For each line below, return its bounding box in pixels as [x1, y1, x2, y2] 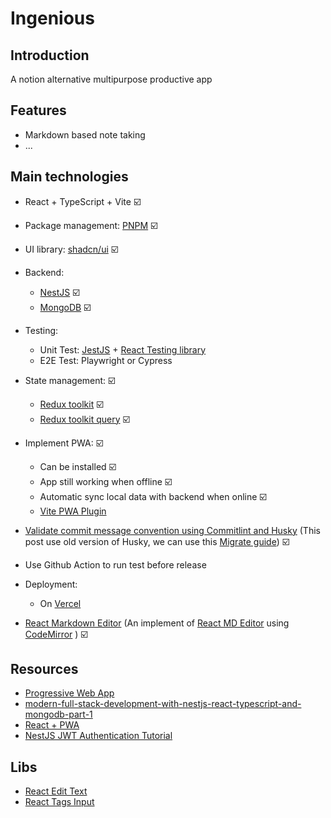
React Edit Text [24, 785, 88, 797]
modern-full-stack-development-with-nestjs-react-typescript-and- [24, 698, 302, 710]
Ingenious [10, 7, 95, 30]
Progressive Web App [24, 687, 115, 699]
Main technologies [10, 168, 129, 186]
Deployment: [24, 578, 78, 590]
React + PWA [24, 719, 80, 731]
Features [10, 102, 67, 119]
